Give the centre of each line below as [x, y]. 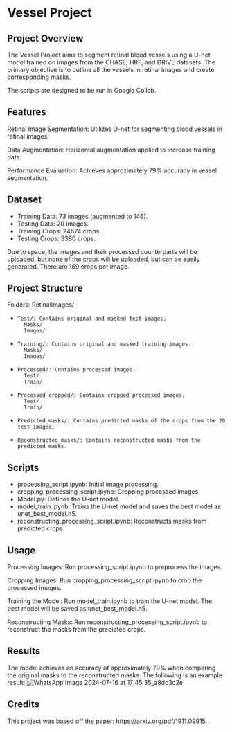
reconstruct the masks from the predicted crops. [77, 630]
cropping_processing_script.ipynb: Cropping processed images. [109, 492]
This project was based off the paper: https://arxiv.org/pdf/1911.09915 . [107, 721]
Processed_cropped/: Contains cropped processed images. [101, 395]
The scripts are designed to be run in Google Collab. [82, 90]
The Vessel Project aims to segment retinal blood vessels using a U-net [109, 55]
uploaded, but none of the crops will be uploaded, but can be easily [104, 259]
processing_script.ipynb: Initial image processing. [88, 484]
